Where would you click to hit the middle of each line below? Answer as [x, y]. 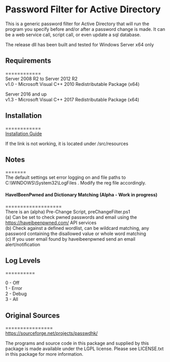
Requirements [28, 61]
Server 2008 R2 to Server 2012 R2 [41, 79]
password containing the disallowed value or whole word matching [76, 233]
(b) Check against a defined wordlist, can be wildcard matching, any [77, 228]
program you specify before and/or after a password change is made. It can [85, 29]
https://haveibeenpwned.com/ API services [51, 223]
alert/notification [23, 244]
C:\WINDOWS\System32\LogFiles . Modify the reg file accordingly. [76, 183]
